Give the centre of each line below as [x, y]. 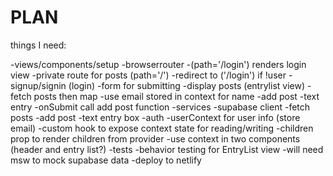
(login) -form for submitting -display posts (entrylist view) [187, 85]
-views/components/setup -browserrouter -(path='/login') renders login [158, 64]
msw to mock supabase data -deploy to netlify [106, 160]
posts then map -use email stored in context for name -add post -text [176, 96]
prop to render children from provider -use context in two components [155, 138]
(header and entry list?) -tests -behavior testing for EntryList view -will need [167, 149]
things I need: [38, 45]
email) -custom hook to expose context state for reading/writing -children [162, 128]
